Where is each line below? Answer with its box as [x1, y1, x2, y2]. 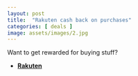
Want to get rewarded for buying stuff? [7, 48, 118, 57]
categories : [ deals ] [7, 23, 73, 30]
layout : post [7, 10, 45, 17]
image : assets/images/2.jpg [7, 29, 89, 37]
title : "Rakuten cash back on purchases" [7, 17, 132, 23]
